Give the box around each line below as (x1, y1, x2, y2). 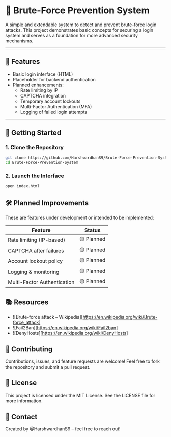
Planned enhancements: (12, 82, 64, 88)
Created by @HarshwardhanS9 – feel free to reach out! (5, 426, 121, 432)
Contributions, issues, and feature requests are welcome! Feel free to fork (5, 358, 160, 365)
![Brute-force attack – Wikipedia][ (12, 313, 83, 320)
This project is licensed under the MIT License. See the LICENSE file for (5, 392, 156, 398)
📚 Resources (5, 298, 49, 306)
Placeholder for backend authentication (12, 76, 96, 82)
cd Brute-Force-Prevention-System (5, 160, 79, 165)
